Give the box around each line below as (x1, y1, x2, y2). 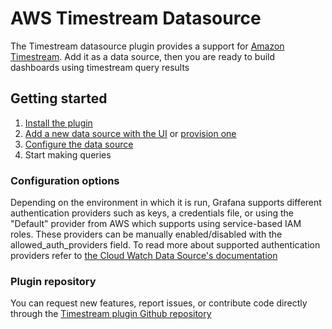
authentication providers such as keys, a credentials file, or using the (10, 207, 294, 219)
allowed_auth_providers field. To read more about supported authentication (10, 239, 321, 251)
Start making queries (24, 148, 112, 161)
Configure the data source (24, 138, 134, 150)
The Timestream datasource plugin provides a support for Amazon (10, 40, 285, 52)
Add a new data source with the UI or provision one (24, 127, 237, 139)
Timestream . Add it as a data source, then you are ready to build (10, 50, 276, 62)
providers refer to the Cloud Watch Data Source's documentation (10, 250, 278, 262)
